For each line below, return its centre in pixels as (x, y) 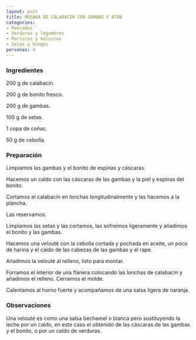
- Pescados (19, 28)
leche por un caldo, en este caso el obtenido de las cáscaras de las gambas (98, 324)
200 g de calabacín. (30, 83)
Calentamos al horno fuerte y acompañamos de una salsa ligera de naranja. (98, 290)
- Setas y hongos (27, 45)
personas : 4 (21, 50)
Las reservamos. (26, 214)
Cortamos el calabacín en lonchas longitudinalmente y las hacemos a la (93, 197)
